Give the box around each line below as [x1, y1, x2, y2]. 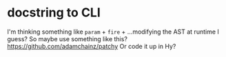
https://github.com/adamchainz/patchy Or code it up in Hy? [7, 42, 176, 50]
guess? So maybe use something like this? [7, 34, 127, 43]
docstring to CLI [7, 5, 101, 21]
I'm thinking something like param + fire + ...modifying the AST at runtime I [7, 27, 219, 36]
